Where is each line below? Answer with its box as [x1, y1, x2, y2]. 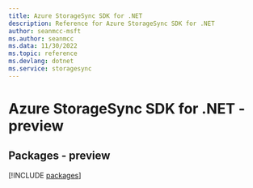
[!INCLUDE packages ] [8, 170, 82, 180]
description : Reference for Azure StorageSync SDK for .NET [8, 19, 216, 28]
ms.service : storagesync [8, 65, 92, 73]
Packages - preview [8, 149, 111, 163]
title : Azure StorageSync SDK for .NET [8, 11, 143, 20]
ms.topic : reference [8, 49, 78, 58]
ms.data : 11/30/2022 [8, 42, 78, 50]
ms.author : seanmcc [8, 34, 74, 43]
